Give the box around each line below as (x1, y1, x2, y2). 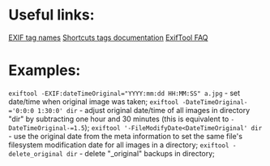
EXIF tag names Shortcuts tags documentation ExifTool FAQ (8, 33, 208, 42)
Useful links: (8, 6, 95, 24)
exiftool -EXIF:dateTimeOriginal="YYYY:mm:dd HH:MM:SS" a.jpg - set (8, 88, 241, 98)
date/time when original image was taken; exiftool (8, 96, 179, 107)
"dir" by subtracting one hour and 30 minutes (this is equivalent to (8, 114, 229, 124)
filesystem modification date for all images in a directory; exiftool (8, 140, 229, 150)
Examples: (8, 61, 81, 80)
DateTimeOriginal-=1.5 (8, 124, 85, 132)
